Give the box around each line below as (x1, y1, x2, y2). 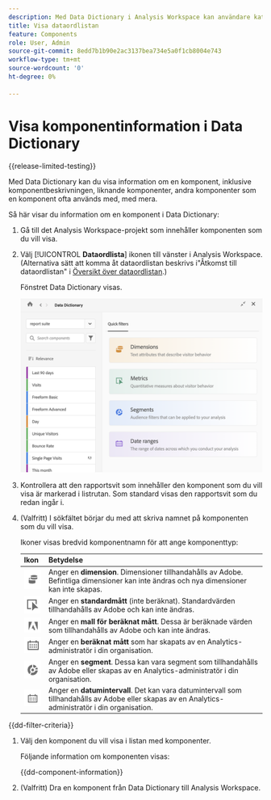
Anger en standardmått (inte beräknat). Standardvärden (48, 596, 236, 606)
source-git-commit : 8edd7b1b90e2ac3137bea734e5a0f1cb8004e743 (8, 47, 222, 56)
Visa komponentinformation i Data (8, 117, 244, 135)
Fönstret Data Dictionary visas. (19, 282, 123, 292)
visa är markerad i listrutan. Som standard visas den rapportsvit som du (19, 489, 258, 499)
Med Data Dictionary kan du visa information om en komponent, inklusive (8, 176, 252, 186)
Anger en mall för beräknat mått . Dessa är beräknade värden (48, 617, 252, 626)
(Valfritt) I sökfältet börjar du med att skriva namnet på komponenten (19, 513, 248, 523)
